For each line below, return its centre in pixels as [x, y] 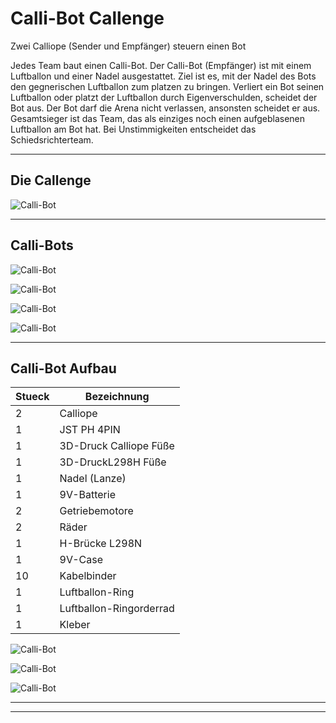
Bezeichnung [117, 397]
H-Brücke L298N [101, 544]
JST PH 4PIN [90, 430]
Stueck [32, 397]
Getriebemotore [96, 511]
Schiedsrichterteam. [52, 139]
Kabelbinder [88, 576]
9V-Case [81, 560]
